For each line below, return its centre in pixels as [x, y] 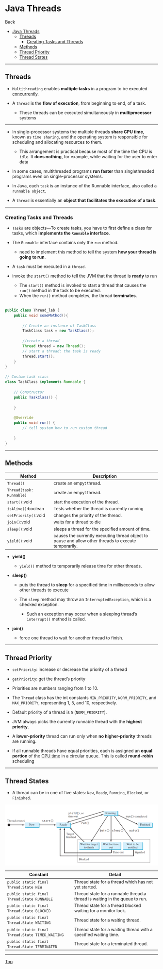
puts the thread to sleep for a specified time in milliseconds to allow [87, 585]
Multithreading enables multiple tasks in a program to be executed [80, 88]
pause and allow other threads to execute [95, 541]
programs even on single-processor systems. [57, 176]
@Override [24, 418]
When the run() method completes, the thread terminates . [78, 296]
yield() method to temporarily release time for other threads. [81, 566]
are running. [24, 741]
